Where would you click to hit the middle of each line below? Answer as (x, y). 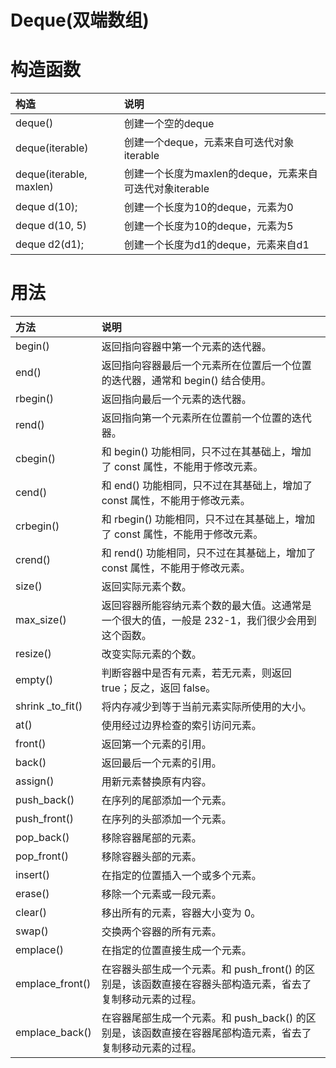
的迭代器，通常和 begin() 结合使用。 (186, 381)
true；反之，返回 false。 (159, 688)
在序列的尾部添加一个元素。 (166, 801)
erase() (32, 894)
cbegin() (35, 459)
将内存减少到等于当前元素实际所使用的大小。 (206, 707)
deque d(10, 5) (51, 226)
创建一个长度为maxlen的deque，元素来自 (220, 174)
